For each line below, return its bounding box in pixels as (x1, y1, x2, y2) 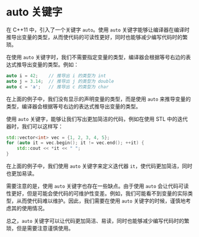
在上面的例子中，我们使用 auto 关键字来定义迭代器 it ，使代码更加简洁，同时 (6, 162, 192, 169)
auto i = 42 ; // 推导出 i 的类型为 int (6, 72, 107, 79)
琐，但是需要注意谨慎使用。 (6, 225, 74, 232)
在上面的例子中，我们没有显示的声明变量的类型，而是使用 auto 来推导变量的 (6, 95, 191, 103)
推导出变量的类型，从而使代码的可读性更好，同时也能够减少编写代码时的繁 (6, 33, 188, 40)
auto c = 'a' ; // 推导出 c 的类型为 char (6, 84, 109, 89)
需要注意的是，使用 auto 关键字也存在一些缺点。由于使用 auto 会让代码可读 (6, 182, 190, 190)
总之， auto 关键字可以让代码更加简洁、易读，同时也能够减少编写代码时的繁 (6, 217, 190, 225)
